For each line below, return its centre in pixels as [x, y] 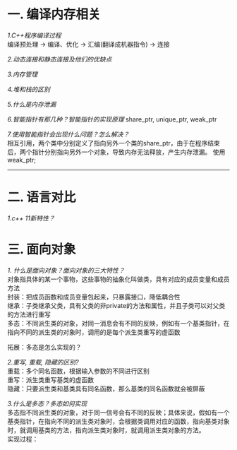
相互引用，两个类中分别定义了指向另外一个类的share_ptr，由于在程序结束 [114, 143]
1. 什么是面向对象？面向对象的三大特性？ [66, 270]
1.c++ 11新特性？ [31, 218]
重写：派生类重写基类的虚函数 [50, 379]
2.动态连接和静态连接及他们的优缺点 [60, 59]
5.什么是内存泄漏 [32, 104]
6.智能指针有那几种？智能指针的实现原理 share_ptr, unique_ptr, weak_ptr [112, 119]
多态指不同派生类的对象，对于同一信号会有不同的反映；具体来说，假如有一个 [119, 412]
